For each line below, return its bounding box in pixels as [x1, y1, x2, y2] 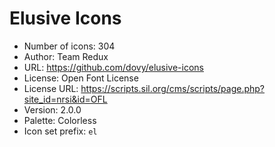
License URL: [23, 82, 79, 94]
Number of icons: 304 [23, 40, 116, 52]
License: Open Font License [23, 72, 139, 84]
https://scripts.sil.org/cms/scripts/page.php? [80, 82, 266, 94]
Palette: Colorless [23, 114, 97, 126]
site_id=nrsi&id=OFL [23, 93, 108, 105]
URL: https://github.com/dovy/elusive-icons [23, 61, 205, 73]
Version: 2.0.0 [23, 103, 82, 116]
